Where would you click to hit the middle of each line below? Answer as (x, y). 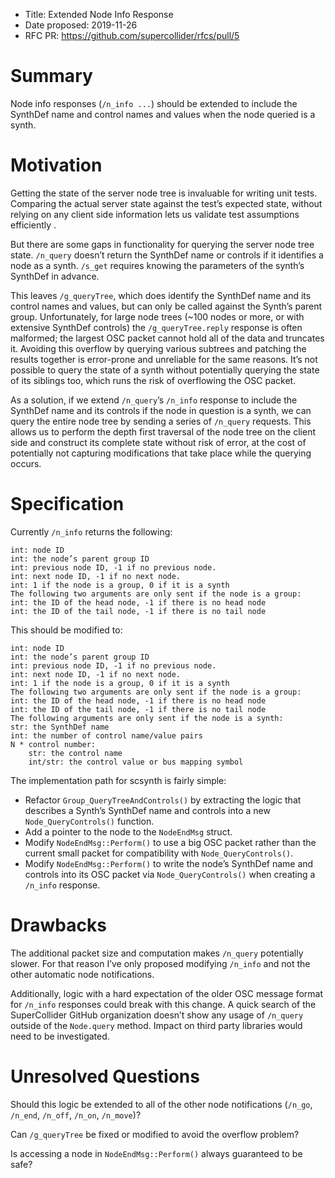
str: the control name (75, 753)
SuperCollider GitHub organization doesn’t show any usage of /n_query (157, 1015)
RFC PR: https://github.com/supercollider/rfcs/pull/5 (132, 35)
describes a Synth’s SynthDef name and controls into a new (147, 810)
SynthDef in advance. (55, 276)
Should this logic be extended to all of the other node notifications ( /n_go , (161, 1104)
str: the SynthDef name (60, 727)
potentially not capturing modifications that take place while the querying (161, 453)
